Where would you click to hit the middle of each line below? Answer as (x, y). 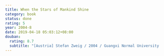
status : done (18, 19)
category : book (21, 14)
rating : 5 (15, 23)
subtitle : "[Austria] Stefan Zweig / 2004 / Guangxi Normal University (84, 46)
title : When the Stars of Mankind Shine (47, 9)
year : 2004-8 (18, 28)
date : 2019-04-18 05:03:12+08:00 (39, 32)
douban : (13, 37)
